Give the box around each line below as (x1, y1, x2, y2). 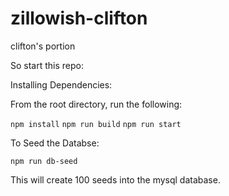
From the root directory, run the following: (10, 98, 183, 110)
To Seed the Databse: (10, 137, 100, 149)
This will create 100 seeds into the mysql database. (10, 173, 221, 186)
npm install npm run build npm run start (10, 119, 182, 129)
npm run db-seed (10, 156, 78, 166)
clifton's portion (10, 40, 76, 52)
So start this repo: (10, 59, 84, 71)
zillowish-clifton (10, 7, 148, 30)
